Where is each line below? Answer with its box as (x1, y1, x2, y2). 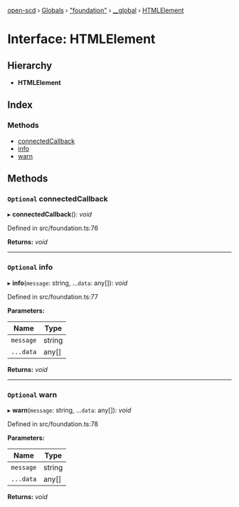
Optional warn (7, 389, 58, 399)
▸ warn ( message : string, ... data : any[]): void (7, 406, 132, 414)
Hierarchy (7, 59, 53, 71)
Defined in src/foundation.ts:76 (7, 224, 98, 233)
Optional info (7, 262, 53, 272)
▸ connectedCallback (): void (7, 210, 92, 219)
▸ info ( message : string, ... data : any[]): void (7, 278, 128, 287)
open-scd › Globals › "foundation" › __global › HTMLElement (7, 6, 184, 14)
